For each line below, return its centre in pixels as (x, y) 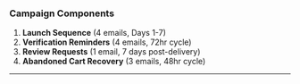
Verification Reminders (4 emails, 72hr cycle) (107, 42)
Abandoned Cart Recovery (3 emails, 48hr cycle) (114, 62)
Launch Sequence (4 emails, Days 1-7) (94, 33)
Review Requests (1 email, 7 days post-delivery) (111, 52)
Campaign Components (62, 13)
